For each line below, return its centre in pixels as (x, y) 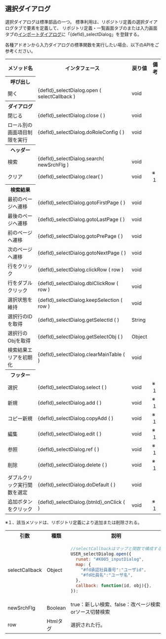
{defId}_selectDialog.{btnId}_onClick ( (81, 502)
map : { (83, 565)
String (139, 320)
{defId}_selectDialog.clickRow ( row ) (81, 270)
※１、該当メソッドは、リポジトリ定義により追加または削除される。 (74, 522)
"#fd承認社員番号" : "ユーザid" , (114, 570)
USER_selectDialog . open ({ (101, 554)
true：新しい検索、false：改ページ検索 (116, 605)
